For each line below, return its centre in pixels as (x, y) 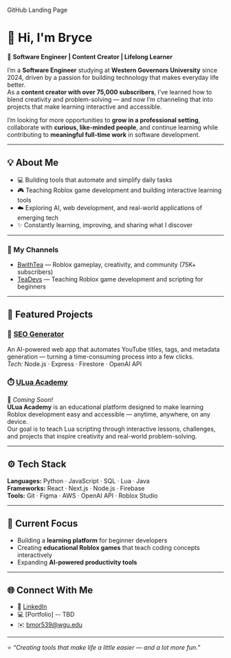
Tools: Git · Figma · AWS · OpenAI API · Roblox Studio (82, 496)
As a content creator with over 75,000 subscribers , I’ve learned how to (110, 92)
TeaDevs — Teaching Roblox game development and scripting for (110, 279)
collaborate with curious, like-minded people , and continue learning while (113, 127)
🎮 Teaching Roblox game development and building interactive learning (119, 190)
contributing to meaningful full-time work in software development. (104, 134)
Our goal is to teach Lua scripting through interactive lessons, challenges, (111, 429)
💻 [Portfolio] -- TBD (46, 615)
